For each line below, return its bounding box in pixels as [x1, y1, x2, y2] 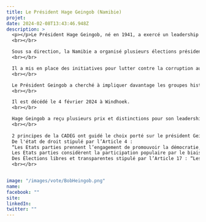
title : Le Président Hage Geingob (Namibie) [6, 9, 122, 15]
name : [6, 183, 20, 189]
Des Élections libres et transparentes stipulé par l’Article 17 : [12, 156, 188, 162]
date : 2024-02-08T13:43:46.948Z [6, 20, 89, 26]
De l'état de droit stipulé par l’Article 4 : [12, 139, 133, 145]
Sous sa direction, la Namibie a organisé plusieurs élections [12, 48, 177, 55]
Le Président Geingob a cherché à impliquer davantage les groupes [12, 82, 188, 88]
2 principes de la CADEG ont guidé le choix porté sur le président [12, 132, 191, 139]
